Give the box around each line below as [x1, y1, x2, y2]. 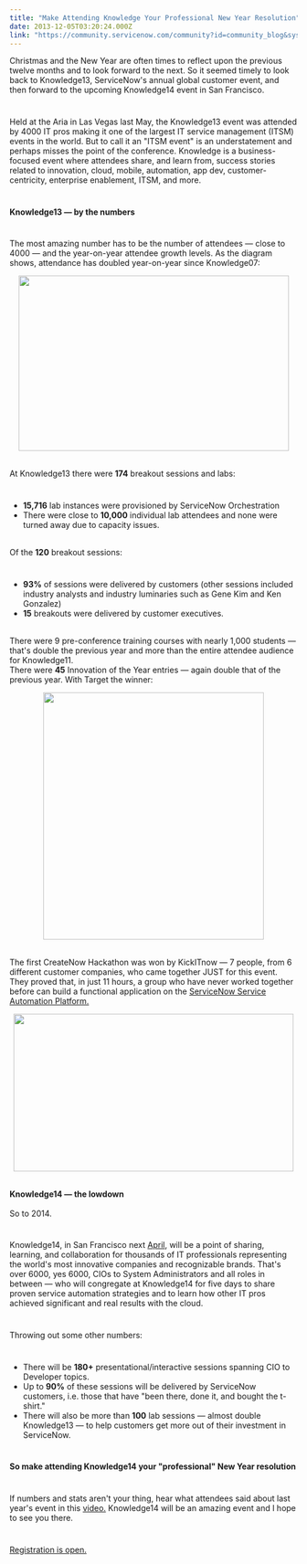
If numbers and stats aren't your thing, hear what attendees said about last [9, 1493, 291, 1504]
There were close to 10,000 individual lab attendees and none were [22, 510, 279, 521]
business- [238, 145, 276, 156]
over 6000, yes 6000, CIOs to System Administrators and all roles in [9, 1269, 265, 1280]
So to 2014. [9, 1208, 52, 1219]
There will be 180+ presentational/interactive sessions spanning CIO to [22, 1361, 291, 1372]
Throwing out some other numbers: [9, 1329, 143, 1340]
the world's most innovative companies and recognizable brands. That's [9, 1259, 281, 1270]
